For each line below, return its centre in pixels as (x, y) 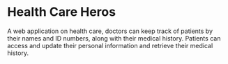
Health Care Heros (62, 12)
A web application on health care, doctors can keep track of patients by (110, 31)
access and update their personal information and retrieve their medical (110, 45)
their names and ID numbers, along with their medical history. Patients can (114, 38)
